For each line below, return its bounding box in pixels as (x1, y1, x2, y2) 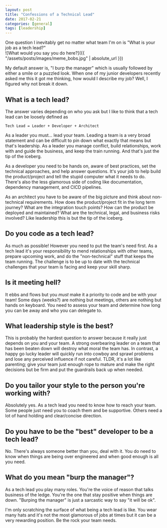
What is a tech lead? (5, 95, 70, 104)
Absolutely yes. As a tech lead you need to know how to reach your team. (5, 402, 157, 408)
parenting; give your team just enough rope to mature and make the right (5, 362, 155, 368)
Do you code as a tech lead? (5, 230, 94, 238)
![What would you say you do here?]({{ (5, 50, 85, 56)
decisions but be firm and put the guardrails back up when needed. (5, 367, 144, 373)
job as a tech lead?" (5, 45, 46, 51)
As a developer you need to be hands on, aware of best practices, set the (5, 163, 156, 169)
